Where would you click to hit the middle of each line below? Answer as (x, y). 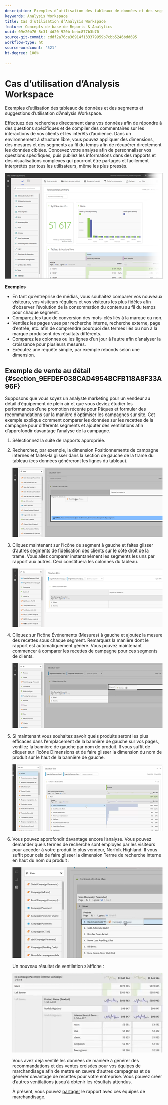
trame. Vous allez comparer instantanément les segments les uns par (83, 556)
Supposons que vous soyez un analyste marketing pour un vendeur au (78, 398)
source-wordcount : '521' (31, 48)
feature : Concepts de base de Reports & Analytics (59, 27)
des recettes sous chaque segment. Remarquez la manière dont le (80, 640)
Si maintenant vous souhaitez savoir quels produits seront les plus (80, 736)
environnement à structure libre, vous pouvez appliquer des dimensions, (80, 139)
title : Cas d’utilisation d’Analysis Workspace (56, 21)
